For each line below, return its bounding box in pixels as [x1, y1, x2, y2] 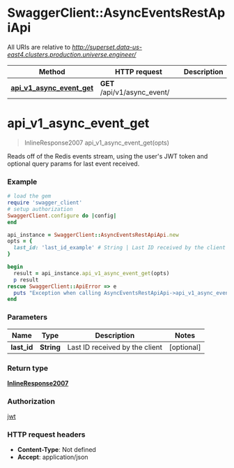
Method [38, 66, 65, 76]
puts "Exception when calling [13, 289, 101, 296]
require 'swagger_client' [7, 199, 82, 207]
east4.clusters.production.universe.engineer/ [7, 50, 136, 59]
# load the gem [7, 193, 52, 200]
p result [13, 276, 39, 284]
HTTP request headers [7, 430, 86, 439]
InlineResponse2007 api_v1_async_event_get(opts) [24, 138, 169, 147]
